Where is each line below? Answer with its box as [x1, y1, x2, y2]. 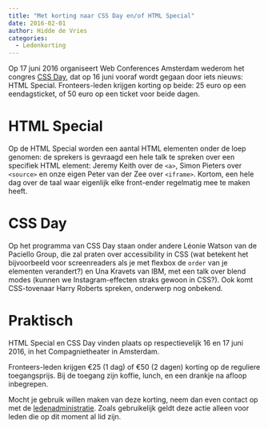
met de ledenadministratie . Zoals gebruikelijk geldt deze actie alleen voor [8, 403, 250, 413]
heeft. [8, 186, 28, 196]
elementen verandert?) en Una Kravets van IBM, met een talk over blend [8, 266, 246, 276]
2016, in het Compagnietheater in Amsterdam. [8, 346, 160, 356]
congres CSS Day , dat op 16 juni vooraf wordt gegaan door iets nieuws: [8, 72, 244, 82]
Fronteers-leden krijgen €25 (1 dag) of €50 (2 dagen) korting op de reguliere [8, 362, 261, 371]
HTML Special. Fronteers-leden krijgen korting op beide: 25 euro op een [8, 81, 246, 91]
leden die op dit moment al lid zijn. [8, 411, 122, 421]
